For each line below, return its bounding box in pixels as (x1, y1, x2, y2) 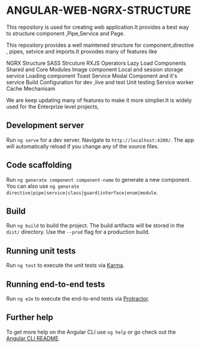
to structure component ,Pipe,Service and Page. (6, 29, 125, 37)
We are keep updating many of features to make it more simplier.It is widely (6, 97, 192, 104)
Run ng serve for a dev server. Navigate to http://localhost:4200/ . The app (6, 136, 195, 143)
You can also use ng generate (6, 182, 80, 190)
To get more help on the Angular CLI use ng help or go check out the (6, 328, 176, 335)
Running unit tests (6, 245, 76, 256)
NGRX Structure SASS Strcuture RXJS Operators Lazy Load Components (6, 59, 187, 67)
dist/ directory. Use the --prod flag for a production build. (6, 229, 150, 236)
